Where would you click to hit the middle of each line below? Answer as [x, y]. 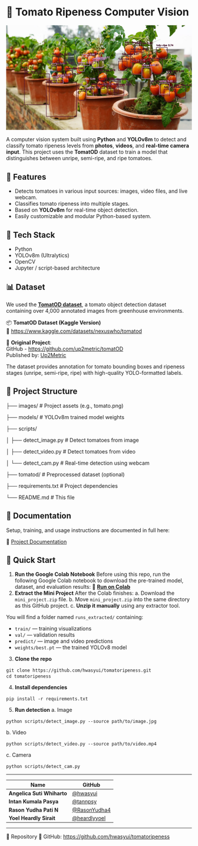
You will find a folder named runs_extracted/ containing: [75, 617]
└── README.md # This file [40, 497]
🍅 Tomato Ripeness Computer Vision [98, 12]
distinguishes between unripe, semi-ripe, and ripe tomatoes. [79, 158]
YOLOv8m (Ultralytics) [42, 255]
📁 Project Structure [42, 392]
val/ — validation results [45, 635]
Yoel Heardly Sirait [32, 818]
